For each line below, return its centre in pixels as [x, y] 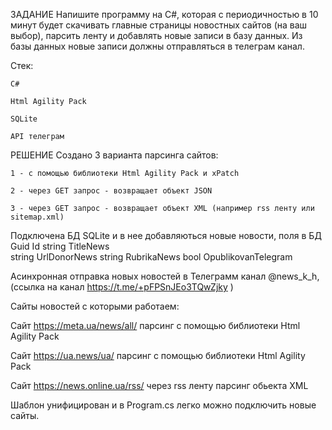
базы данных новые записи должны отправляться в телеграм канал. [157, 46]
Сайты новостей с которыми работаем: [95, 306]
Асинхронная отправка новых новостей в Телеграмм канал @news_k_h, [165, 276]
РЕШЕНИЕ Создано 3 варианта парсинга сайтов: [114, 155]
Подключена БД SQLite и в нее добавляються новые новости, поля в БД [166, 235]
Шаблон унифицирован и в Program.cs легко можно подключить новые [163, 405]
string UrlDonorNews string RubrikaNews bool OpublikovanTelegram [151, 257]
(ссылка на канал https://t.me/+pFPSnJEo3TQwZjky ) [122, 287]
